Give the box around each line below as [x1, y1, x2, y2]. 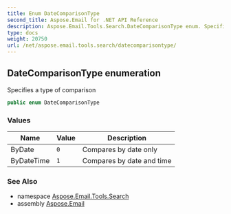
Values [7, 115, 31, 125]
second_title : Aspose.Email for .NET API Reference [7, 17, 158, 23]
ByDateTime [10, 156, 50, 165]
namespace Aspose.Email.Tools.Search [16, 192, 129, 200]
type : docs [7, 29, 38, 36]
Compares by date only [82, 145, 158, 154]
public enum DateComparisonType [7, 99, 100, 106]
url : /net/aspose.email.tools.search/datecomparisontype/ [7, 42, 177, 49]
